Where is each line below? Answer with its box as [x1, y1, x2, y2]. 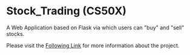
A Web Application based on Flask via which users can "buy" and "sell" [6, 24, 185, 31]
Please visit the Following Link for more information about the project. [6, 42, 180, 49]
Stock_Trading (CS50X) [6, 4, 127, 18]
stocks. [6, 30, 25, 37]
